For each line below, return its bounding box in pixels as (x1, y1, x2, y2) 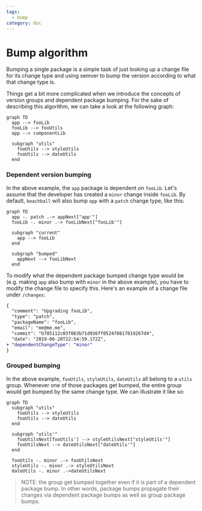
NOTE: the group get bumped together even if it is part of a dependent (20, 479, 196, 486)
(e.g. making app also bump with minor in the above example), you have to (6, 278, 189, 286)
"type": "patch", (11, 314, 55, 320)
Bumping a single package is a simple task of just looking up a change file (6, 66, 189, 73)
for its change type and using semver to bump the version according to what (6, 72, 196, 79)
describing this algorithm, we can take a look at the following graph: (6, 103, 174, 110)
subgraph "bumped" (11, 251, 58, 257)
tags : (6, 8, 20, 15)
